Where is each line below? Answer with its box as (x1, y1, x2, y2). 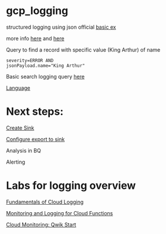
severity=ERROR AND (6, 57, 54, 63)
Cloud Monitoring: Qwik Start (6, 221, 76, 228)
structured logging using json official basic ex (6, 23, 116, 30)
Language (6, 84, 31, 91)
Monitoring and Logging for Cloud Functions (6, 209, 113, 216)
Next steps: (6, 105, 64, 118)
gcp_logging (6, 4, 69, 18)
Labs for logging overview (6, 179, 136, 192)
